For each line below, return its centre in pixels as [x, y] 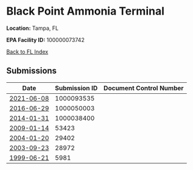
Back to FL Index [27, 51]
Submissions [31, 71]
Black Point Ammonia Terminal [85, 11]
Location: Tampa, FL [33, 28]
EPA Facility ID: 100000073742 [46, 40]
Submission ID [76, 88]
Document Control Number [143, 88]
